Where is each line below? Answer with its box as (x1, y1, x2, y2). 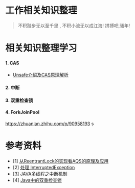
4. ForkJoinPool (5, 109, 40, 115)
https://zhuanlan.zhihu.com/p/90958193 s (5, 121, 94, 127)
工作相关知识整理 (5, 5, 78, 16)
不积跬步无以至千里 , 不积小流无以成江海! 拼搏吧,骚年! (17, 22, 130, 29)
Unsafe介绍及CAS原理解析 (12, 72, 69, 78)
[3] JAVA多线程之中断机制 (12, 171, 67, 177)
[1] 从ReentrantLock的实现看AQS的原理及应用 (12, 158, 109, 164)
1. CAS (5, 60, 19, 66)
